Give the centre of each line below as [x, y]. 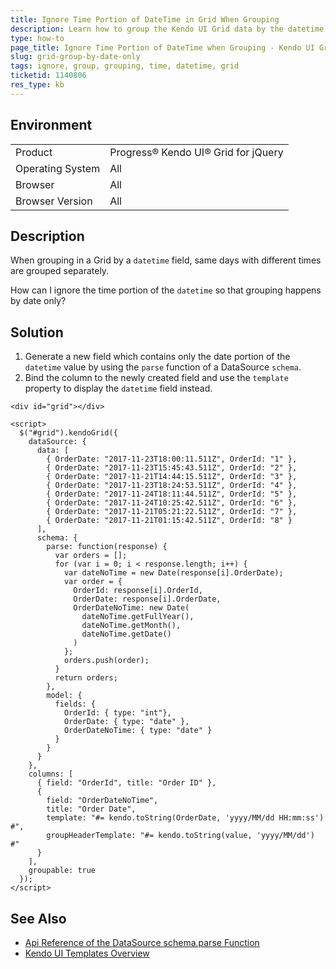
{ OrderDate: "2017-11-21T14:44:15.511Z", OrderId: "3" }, [172, 477]
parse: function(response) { [107, 547]
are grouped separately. [60, 271]
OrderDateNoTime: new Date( [131, 608]
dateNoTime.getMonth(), [131, 626]
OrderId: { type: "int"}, [117, 713]
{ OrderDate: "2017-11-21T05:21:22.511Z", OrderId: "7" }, [172, 512]
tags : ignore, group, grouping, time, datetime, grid [125, 66]
